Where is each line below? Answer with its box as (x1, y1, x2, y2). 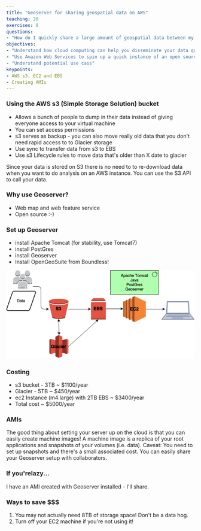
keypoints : (6, 66, 33, 72)
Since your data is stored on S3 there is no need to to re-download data (6, 163, 183, 170)
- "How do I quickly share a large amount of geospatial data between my (6, 35, 194, 41)
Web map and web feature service (14, 204, 100, 211)
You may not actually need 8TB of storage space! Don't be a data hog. (14, 511, 188, 518)
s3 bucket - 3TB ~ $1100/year (14, 381, 89, 389)
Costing (6, 368, 30, 376)
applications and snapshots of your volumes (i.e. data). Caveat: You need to (6, 442, 193, 449)
